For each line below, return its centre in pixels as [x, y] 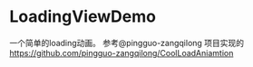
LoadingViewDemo [83, 17]
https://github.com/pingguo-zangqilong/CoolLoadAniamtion [122, 53]
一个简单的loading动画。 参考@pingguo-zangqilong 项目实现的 [127, 43]
